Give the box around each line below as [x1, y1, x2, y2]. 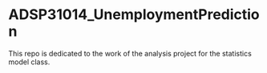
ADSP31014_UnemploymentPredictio [8, 6, 261, 24]
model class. [8, 57, 51, 67]
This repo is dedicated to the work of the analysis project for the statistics [8, 48, 253, 58]
